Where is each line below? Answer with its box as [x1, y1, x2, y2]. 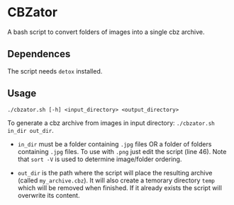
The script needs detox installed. [7, 66, 103, 75]
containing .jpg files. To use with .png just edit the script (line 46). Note [17, 147, 227, 156]
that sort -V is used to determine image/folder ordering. [17, 155, 182, 163]
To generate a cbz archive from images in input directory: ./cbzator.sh [7, 118, 215, 127]
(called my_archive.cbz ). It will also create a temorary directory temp [17, 176, 215, 184]
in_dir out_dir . [7, 126, 55, 134]
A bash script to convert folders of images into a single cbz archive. [7, 28, 205, 36]
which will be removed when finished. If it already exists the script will [17, 183, 222, 192]
